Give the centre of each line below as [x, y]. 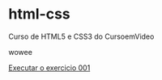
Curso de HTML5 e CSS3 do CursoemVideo [81, 36]
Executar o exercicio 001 [49, 67]
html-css [39, 14]
